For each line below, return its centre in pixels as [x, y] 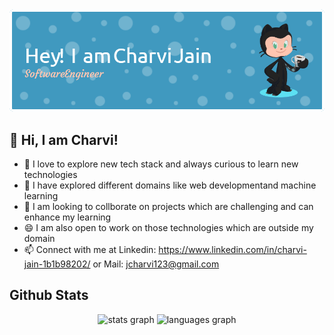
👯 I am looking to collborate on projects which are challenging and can [168, 206]
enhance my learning [67, 217]
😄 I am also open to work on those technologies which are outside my [168, 227]
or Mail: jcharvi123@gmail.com [156, 264]
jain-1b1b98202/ [57, 264]
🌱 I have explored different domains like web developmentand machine [170, 185]
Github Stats [49, 295]
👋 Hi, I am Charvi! [64, 139]
